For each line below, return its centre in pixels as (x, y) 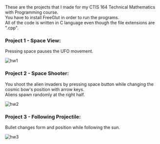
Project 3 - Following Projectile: (43, 117)
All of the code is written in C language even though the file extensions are (80, 23)
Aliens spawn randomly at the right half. (45, 95)
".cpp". (12, 28)
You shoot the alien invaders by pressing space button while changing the (79, 84)
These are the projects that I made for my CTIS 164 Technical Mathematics (80, 7)
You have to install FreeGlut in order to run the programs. (62, 17)
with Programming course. (32, 12)
